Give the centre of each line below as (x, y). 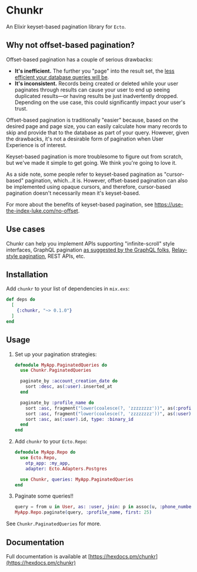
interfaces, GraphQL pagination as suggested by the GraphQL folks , (88, 250)
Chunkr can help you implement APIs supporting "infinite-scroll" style (91, 243)
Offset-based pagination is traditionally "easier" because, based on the (92, 120)
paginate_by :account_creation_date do (69, 381)
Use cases (26, 229)
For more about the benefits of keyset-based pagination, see (80, 204)
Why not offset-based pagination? (71, 45)
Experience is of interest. (36, 145)
